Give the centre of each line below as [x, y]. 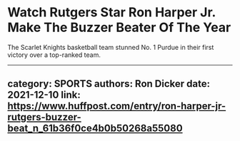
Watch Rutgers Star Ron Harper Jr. [112, 12]
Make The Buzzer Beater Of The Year [119, 27]
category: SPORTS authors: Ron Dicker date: [109, 84]
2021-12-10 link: [44, 95]
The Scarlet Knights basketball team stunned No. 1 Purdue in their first [111, 47]
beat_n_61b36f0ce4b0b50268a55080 [95, 129]
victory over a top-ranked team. [54, 55]
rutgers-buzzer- [45, 117]
